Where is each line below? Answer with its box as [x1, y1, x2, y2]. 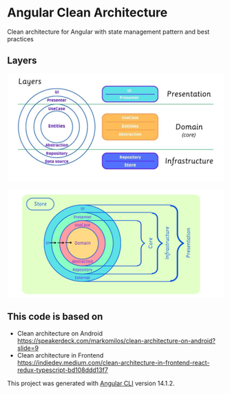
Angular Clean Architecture [7, 5, 168, 21]
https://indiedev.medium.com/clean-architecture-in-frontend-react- [17, 358, 210, 366]
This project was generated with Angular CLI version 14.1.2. [7, 379, 175, 387]
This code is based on [7, 311, 103, 322]
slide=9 [17, 344, 39, 352]
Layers [7, 55, 37, 67]
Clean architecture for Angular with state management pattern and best [7, 28, 210, 36]
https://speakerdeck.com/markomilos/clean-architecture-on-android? [17, 336, 216, 344]
